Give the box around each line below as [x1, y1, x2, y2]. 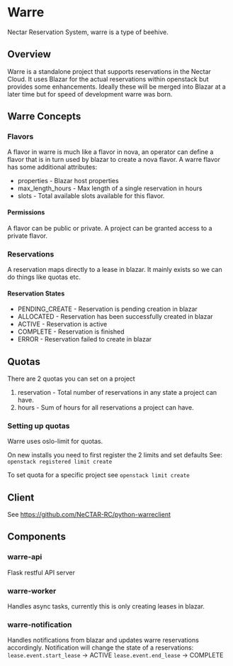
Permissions [7, 208, 45, 217]
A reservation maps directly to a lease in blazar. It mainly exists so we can [7, 265, 222, 273]
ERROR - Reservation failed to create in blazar [17, 335, 152, 344]
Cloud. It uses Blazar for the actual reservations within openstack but [7, 75, 209, 83]
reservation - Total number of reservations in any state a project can [17, 388, 217, 396]
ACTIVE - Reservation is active [17, 320, 108, 329]
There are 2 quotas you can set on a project [7, 374, 136, 383]
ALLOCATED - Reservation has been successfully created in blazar [17, 312, 214, 321]
